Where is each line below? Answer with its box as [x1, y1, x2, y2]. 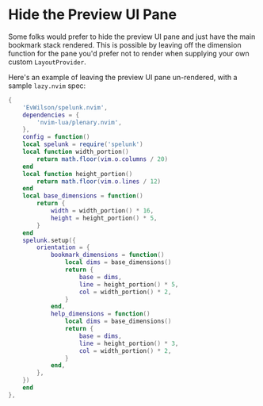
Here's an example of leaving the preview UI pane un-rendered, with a [8, 72, 238, 82]
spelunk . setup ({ [22, 236, 77, 244]
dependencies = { [22, 111, 80, 119]
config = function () [22, 133, 90, 141]
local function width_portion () [22, 148, 129, 156]
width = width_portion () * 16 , [50, 207, 154, 215]
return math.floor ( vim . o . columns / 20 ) [36, 155, 169, 163]
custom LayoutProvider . [8, 57, 86, 67]
